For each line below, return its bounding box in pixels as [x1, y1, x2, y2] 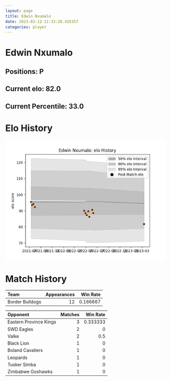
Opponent [7, 312, 30, 318]
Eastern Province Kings [7, 319, 56, 325]
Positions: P [5, 67, 44, 76]
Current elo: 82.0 [5, 85, 61, 93]
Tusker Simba [7, 361, 37, 367]
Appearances [45, 291, 75, 297]
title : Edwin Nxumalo [5, 13, 51, 19]
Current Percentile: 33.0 [5, 102, 84, 111]
